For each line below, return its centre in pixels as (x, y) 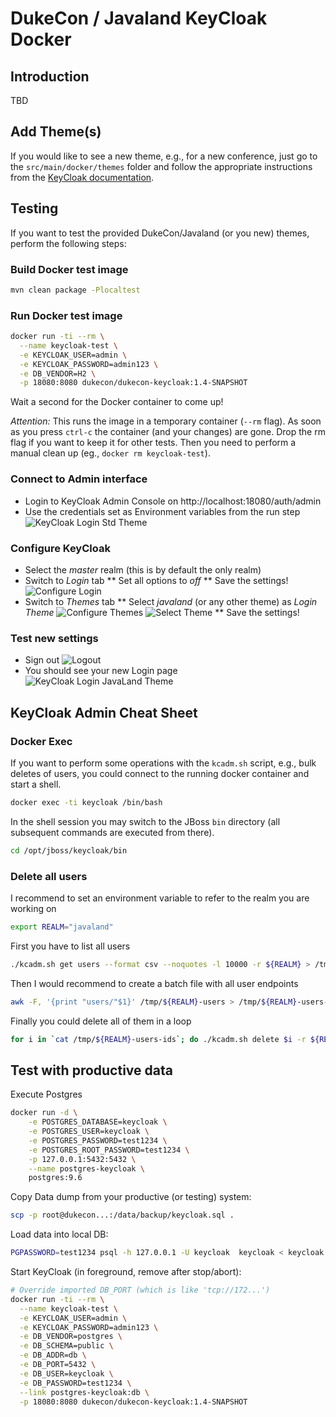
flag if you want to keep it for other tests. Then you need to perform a (153, 443)
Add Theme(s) (56, 132)
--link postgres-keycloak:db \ (84, 1392)
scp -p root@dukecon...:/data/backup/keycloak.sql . (122, 1215)
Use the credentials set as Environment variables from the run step (162, 511)
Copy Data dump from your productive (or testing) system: (131, 1197)
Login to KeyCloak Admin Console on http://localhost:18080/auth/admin (173, 501)
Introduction (50, 76)
